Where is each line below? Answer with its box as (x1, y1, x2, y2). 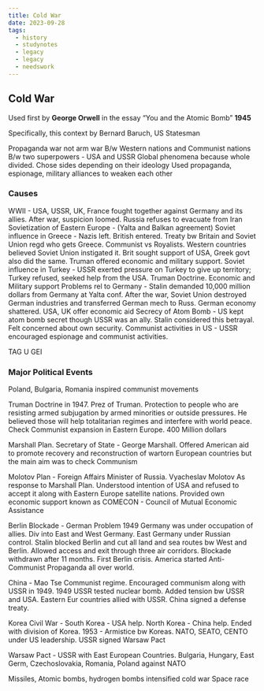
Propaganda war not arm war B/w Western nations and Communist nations (8, 143, 251, 153)
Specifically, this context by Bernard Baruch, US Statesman (8, 128, 201, 138)
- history (15, 33, 47, 42)
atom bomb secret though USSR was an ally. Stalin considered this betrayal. (8, 314, 255, 324)
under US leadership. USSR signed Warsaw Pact (8, 635, 165, 645)
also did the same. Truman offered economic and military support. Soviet (8, 256, 245, 266)
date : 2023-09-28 (8, 19, 65, 27)
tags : (8, 26, 26, 34)
